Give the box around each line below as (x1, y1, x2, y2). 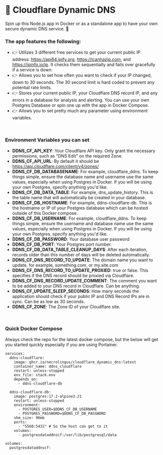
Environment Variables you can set (5, 136, 90, 143)
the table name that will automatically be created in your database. (12, 194, 146, 200)
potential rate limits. (12, 85, 52, 91)
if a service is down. (12, 67, 53, 73)
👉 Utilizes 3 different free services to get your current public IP (12, 49, 141, 55)
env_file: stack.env (14, 372, 56, 377)
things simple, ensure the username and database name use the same (12, 220, 154, 227)
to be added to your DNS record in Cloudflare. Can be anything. (12, 283, 141, 289)
